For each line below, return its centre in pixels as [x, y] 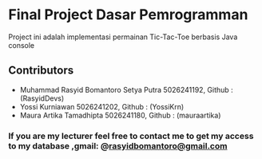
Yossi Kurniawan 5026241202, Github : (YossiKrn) [102, 106]
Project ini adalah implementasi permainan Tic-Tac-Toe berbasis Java [123, 37]
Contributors [41, 71]
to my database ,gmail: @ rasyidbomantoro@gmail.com [118, 145]
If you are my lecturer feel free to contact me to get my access [131, 136]
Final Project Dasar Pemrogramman [128, 15]
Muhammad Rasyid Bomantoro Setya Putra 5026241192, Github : [126, 89]
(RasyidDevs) [42, 98]
